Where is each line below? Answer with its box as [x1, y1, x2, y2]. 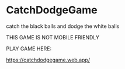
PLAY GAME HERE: [6, 45, 51, 52]
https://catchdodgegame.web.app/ [6, 56, 91, 63]
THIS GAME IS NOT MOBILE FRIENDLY [6, 34, 99, 41]
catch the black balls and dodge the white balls [6, 23, 120, 30]
